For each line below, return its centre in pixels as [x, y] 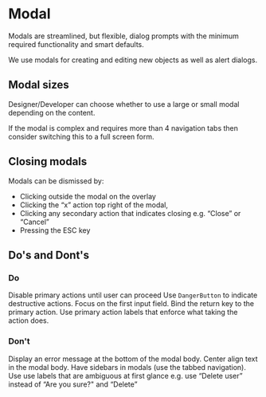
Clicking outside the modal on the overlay [88, 196]
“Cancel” [35, 222]
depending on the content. [52, 112]
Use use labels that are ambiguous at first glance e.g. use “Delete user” [125, 375]
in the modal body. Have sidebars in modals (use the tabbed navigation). [127, 367]
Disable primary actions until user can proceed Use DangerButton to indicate [133, 295]
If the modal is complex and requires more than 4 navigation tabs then [123, 128]
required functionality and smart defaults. [76, 44]
